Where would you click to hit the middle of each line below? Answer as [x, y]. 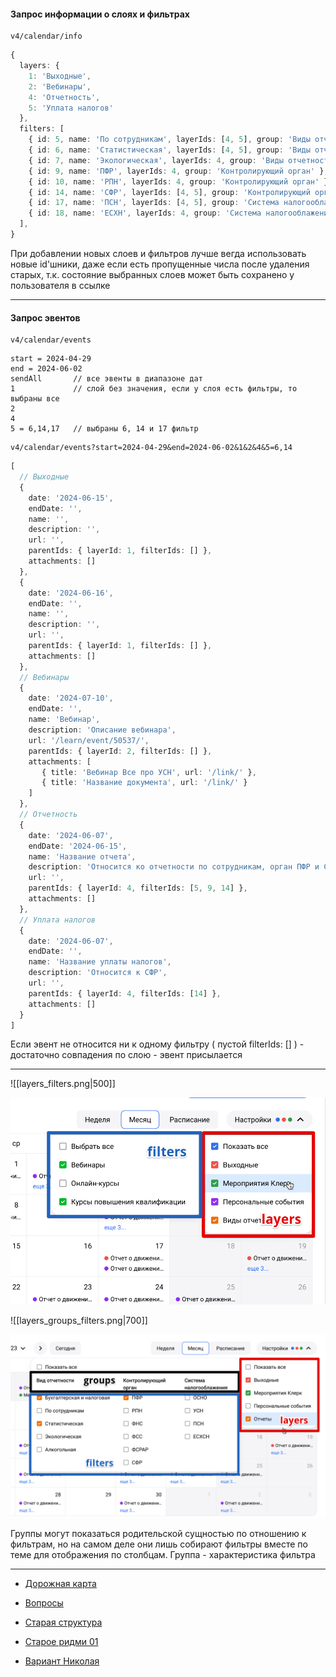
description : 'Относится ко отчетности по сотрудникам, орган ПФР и [174, 867]
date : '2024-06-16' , [71, 593]
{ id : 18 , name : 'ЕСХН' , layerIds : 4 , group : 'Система [145, 213]
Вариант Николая [62, 1661]
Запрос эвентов [45, 317]
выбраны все [35, 399]
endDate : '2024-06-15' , [78, 846]
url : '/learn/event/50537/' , [89, 740]
